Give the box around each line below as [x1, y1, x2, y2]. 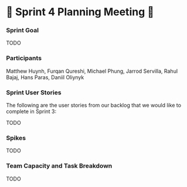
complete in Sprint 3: [6, 108, 57, 115]
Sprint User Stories [6, 88, 62, 96]
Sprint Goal [6, 26, 39, 35]
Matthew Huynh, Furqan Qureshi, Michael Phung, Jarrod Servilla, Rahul [6, 67, 178, 74]
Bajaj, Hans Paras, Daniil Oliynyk [6, 73, 84, 81]
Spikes [6, 134, 26, 142]
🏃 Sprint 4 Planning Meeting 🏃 [6, 5, 154, 19]
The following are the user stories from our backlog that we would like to [6, 102, 182, 109]
